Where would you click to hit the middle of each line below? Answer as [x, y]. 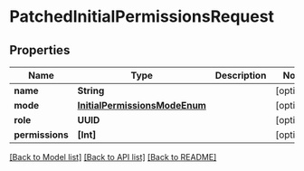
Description [241, 76]
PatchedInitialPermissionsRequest [142, 17]
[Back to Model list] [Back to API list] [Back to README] [113, 157]
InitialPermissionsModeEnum [142, 105]
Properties [40, 50]
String [91, 90]
